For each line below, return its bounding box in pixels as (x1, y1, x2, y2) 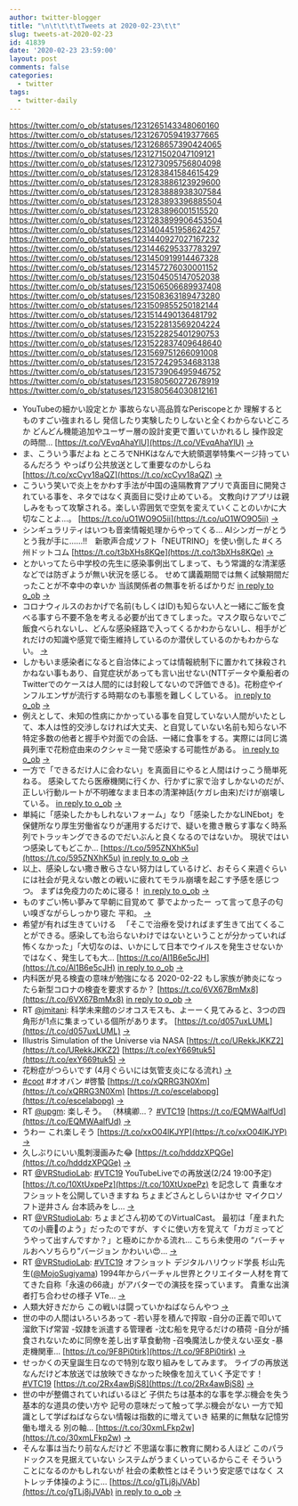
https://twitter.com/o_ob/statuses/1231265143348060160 (9, 120, 220, 131)
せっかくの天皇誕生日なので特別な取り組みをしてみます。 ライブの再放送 (21, 1357, 289, 1368)
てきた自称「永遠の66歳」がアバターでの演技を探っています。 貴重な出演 (21, 1280, 290, 1290)
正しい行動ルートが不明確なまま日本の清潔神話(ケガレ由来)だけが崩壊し (21, 787, 286, 798)
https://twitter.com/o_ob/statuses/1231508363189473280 (9, 291, 221, 301)
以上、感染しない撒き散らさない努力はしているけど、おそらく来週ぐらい (21, 863, 287, 874)
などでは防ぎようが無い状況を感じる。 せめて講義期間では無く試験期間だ (21, 569, 290, 580)
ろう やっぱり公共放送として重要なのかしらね (44, 460, 212, 471)
